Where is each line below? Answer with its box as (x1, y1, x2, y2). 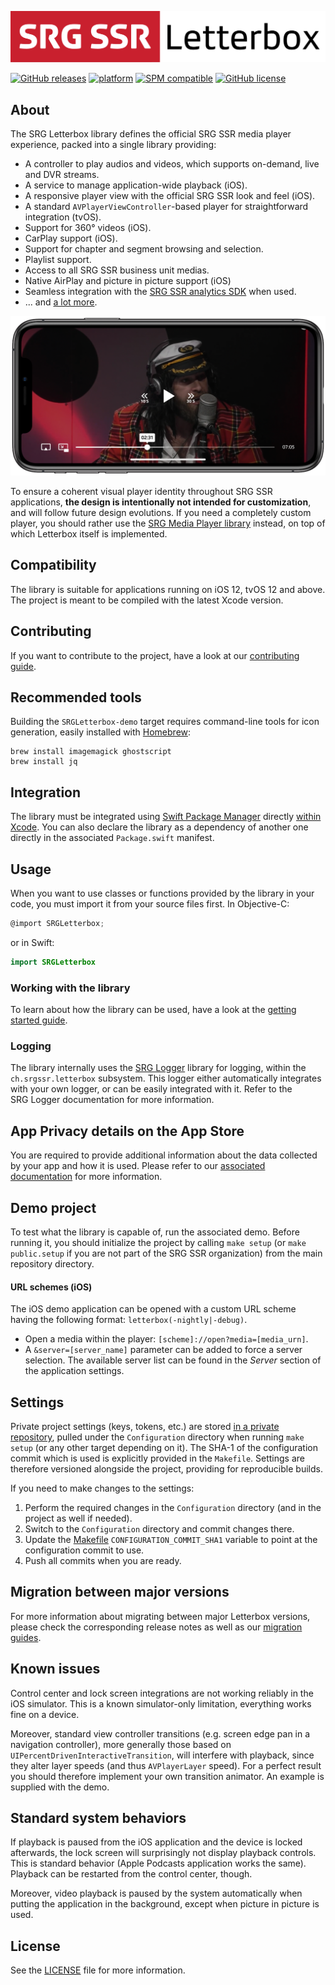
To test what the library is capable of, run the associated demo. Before (10, 1226, 300, 1238)
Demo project (10, 1199, 97, 1216)
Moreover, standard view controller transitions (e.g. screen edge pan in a (10, 1727, 311, 1740)
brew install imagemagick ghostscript (10, 747, 172, 757)
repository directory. (10, 1257, 95, 1270)
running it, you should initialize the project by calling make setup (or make (10, 1236, 307, 1248)
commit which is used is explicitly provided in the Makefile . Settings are (10, 1452, 306, 1464)
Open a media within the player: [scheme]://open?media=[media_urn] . (24, 1333, 309, 1345)
